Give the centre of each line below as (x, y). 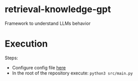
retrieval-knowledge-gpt (58, 9)
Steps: (11, 58)
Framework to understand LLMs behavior (48, 23)
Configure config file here (39, 67)
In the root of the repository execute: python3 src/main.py (72, 73)
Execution (26, 44)
